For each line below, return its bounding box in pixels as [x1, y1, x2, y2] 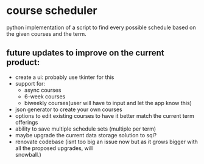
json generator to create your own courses [15, 106, 123, 113]
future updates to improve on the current [6, 48, 164, 58]
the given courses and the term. [6, 30, 86, 37]
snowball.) [15, 151, 41, 158]
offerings [15, 118, 38, 126]
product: [6, 57, 40, 67]
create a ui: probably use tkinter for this [15, 73, 114, 81]
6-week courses [24, 92, 66, 100]
